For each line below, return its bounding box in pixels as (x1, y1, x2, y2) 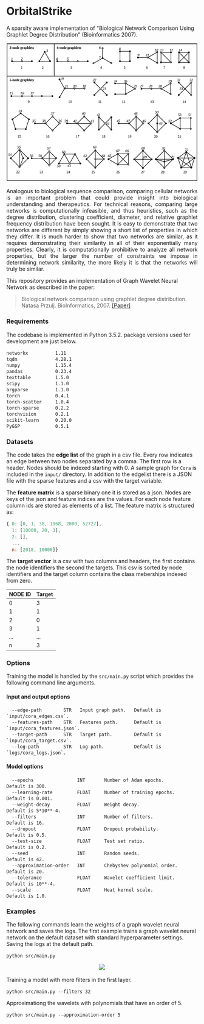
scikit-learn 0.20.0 (6, 417, 72, 423)
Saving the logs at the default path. (6, 940, 94, 947)
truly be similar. (6, 265, 45, 272)
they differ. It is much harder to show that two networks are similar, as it (6, 233, 198, 240)
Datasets (6, 437, 33, 446)
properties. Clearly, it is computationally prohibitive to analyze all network (6, 246, 198, 254)
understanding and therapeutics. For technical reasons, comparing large (6, 201, 198, 208)
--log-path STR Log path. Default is (12, 744, 162, 750)
